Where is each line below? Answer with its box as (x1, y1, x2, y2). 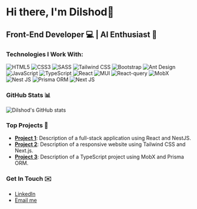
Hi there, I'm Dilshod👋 (6, 5, 115, 19)
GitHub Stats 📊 (6, 91, 51, 99)
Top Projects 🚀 (6, 121, 49, 130)
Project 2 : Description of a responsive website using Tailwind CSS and (14, 141, 186, 148)
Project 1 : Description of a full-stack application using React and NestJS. (14, 135, 191, 142)
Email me (14, 197, 37, 204)
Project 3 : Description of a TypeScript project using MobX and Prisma (14, 153, 184, 161)
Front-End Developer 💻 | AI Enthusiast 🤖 (6, 29, 158, 39)
